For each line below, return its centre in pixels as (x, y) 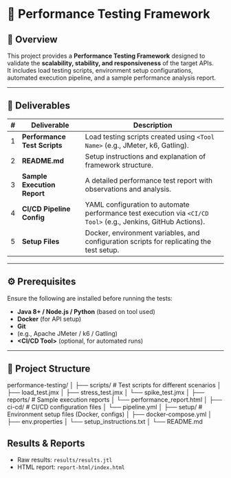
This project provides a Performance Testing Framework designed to (106, 56)
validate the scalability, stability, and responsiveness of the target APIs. (111, 63)
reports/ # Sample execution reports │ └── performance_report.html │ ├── (114, 400)
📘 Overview (32, 39)
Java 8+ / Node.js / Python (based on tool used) (86, 311)
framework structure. (119, 165)
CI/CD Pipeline (46, 209)
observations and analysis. (128, 189)
